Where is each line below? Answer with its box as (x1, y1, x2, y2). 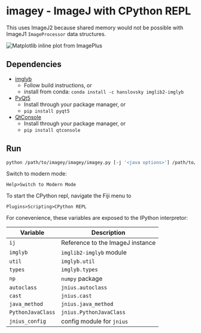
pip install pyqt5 (23, 108, 70, 114)
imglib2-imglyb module (60, 249, 127, 257)
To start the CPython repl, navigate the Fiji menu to (6, 192, 132, 199)
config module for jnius (60, 317, 129, 326)
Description (91, 229, 126, 237)
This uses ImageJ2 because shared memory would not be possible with (6, 24, 184, 31)
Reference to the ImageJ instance (60, 238, 156, 247)
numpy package (60, 274, 103, 283)
